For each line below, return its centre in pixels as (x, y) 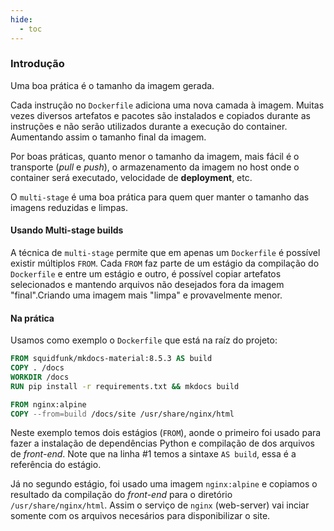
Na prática (32, 318)
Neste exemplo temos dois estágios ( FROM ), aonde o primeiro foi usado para (166, 433)
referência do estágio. (56, 465)
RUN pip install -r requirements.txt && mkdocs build (125, 386)
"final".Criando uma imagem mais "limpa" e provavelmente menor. (146, 295)
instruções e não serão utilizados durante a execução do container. (149, 126)
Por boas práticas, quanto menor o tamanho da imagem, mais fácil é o (155, 156)
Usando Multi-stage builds (67, 230)
